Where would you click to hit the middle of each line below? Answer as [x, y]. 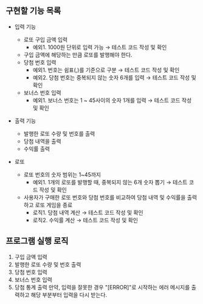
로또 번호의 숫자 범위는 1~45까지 [62, 174]
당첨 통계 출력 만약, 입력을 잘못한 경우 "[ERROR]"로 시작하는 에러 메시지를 [102, 287]
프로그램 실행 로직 [37, 241]
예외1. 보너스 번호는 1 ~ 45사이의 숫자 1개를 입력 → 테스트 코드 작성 [112, 100]
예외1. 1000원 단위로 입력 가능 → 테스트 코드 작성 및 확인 [100, 47]
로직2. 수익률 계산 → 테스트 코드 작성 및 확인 [85, 220]
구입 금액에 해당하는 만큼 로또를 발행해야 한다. [78, 55]
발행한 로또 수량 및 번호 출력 [48, 264]
